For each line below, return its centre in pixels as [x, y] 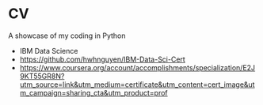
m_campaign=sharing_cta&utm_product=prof [93, 92]
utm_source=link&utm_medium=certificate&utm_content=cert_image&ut [137, 84]
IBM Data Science [49, 51]
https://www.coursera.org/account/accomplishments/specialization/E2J [137, 67]
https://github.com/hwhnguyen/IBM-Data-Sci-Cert [103, 59]
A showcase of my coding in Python [67, 36]
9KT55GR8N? [42, 76]
